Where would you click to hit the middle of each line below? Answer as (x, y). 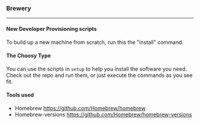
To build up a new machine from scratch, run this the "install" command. (95, 42)
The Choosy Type (29, 56)
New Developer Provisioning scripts (51, 28)
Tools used (20, 95)
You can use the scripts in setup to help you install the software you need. (97, 69)
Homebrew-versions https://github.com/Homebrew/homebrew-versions (103, 115)
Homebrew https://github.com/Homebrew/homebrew (80, 108)
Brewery (19, 8)
